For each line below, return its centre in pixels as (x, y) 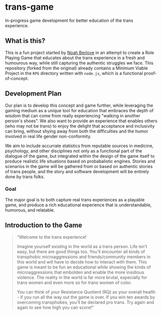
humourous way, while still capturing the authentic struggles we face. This (79, 63)
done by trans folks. (25, 177)
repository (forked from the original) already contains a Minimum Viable (76, 68)
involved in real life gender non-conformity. (48, 136)
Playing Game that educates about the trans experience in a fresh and (75, 58)
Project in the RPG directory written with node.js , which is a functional (74, 73)
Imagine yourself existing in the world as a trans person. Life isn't (82, 246)
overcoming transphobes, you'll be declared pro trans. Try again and (85, 302)
